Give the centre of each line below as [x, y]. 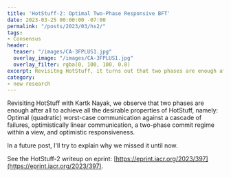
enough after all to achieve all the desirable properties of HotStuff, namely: [113, 110]
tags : [15, 33]
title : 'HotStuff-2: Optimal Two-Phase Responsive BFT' [89, 13]
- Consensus [24, 39]
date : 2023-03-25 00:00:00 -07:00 [57, 20]
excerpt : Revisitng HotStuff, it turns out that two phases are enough [112, 71]
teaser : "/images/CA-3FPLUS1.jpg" [63, 52]
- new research [29, 84]
